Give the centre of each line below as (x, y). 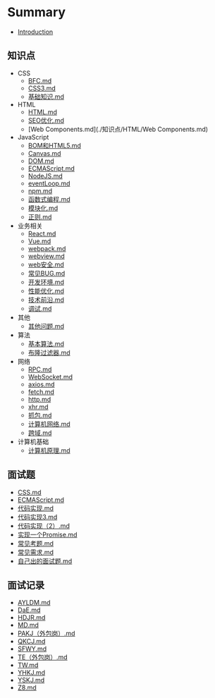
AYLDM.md (34, 603)
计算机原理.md (49, 450)
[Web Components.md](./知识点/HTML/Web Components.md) (118, 129)
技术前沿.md (46, 300)
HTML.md (43, 112)
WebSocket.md (50, 376)
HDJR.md (31, 618)
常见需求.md (36, 552)
